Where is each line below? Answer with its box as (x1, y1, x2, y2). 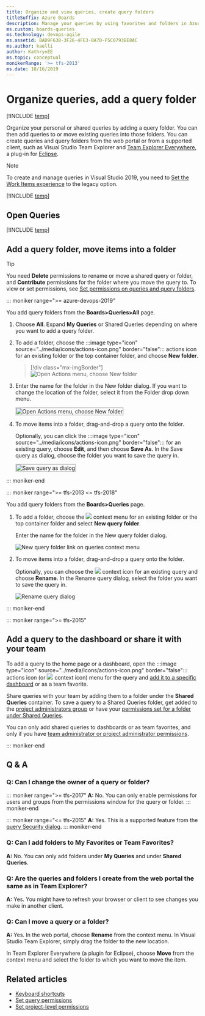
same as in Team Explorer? (6, 881, 88, 890)
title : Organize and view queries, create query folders (6, 9, 154, 15)
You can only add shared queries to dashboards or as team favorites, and (6, 723, 191, 731)
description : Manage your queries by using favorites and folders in (6, 20, 187, 26)
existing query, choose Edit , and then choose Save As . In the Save (15, 445, 183, 453)
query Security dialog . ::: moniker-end (6, 823, 102, 831)
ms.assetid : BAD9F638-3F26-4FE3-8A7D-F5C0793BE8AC (6, 37, 138, 43)
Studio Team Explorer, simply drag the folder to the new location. (6, 938, 170, 945)
